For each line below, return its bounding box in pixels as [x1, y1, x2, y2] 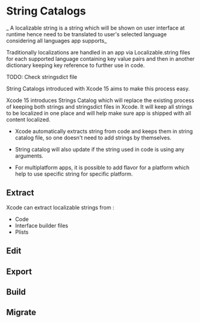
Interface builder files [14, 222, 68, 229]
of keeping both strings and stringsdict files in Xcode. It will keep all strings [6, 103, 193, 110]
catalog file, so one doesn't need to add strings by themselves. [14, 134, 172, 141]
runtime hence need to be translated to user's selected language [6, 30, 167, 37]
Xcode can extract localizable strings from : [6, 203, 114, 211]
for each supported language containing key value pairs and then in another [6, 55, 195, 62]
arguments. [14, 152, 44, 159]
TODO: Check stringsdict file [6, 73, 78, 80]
